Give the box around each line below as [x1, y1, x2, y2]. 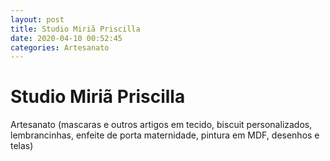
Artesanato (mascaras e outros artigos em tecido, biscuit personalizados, [10, 119, 313, 131]
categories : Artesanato [10, 42, 110, 53]
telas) [10, 140, 34, 152]
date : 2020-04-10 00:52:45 [10, 33, 123, 43]
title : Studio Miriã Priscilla [10, 24, 141, 34]
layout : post [10, 14, 65, 25]
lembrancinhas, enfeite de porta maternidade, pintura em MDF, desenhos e [10, 129, 320, 141]
